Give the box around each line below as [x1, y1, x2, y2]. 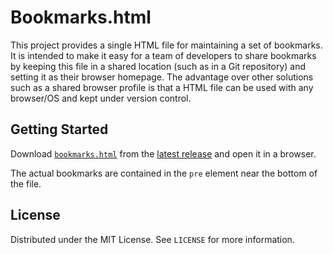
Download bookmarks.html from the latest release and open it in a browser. [10, 147, 317, 160]
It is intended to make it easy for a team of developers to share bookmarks [10, 49, 317, 61]
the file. [10, 177, 42, 190]
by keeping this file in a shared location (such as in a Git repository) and [10, 60, 307, 72]
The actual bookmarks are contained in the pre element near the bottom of [10, 167, 318, 179]
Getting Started [10, 121, 109, 138]
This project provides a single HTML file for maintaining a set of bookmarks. [10, 39, 323, 51]
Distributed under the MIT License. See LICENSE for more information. [10, 233, 295, 245]
